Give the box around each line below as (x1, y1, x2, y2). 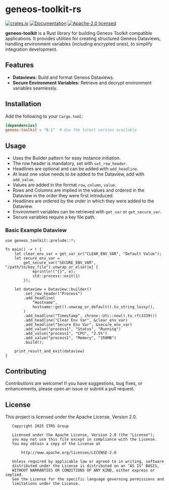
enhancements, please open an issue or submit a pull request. (5, 386, 135, 392)
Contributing (5, 367, 47, 375)
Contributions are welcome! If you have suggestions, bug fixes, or (5, 380, 143, 386)
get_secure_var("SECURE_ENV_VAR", (23, 260, 96, 265)
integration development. (5, 46, 58, 52)
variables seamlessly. (12, 85, 58, 91)
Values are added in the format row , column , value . (12, 182, 116, 188)
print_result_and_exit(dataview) (14, 349, 85, 354)
